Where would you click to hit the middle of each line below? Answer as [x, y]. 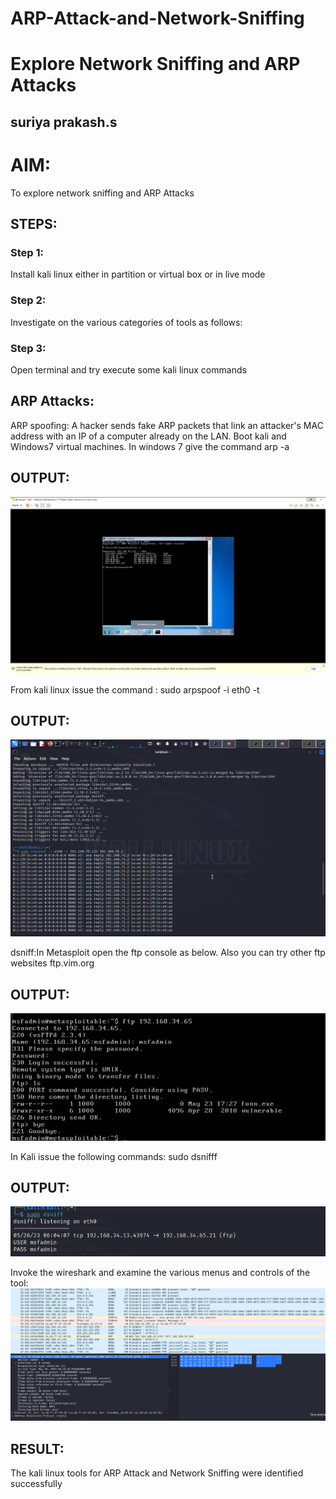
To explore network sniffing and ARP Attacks [102, 193]
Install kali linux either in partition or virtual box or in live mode [138, 274]
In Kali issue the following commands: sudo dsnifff [114, 1156]
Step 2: [28, 300]
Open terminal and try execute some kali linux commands [128, 369]
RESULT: [37, 1448]
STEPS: [34, 224]
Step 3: [28, 348]
